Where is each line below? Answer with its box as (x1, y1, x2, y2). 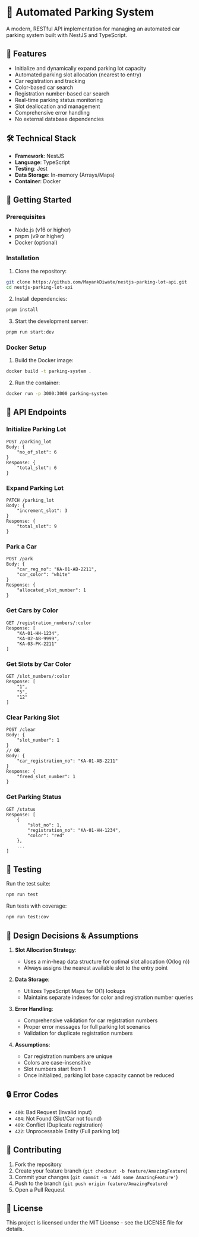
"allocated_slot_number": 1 (17, 587, 86, 593)
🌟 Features (6, 49, 47, 59)
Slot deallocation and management (14, 103, 100, 110)
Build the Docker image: (14, 357, 74, 364)
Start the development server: (14, 317, 89, 325)
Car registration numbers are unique (23, 1053, 113, 1060)
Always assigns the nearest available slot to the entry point (23, 964, 168, 971)
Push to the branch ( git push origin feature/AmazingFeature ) (14, 1180, 168, 1187)
